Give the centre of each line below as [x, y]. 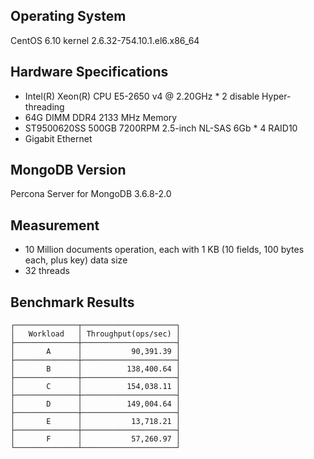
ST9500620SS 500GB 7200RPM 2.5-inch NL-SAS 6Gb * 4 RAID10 [161, 128]
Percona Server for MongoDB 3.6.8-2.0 [91, 194]
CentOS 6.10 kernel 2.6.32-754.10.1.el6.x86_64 [105, 40]
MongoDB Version [68, 170]
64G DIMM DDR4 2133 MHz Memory [101, 117]
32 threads [47, 271]
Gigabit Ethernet [58, 138]
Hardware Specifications [89, 72]
